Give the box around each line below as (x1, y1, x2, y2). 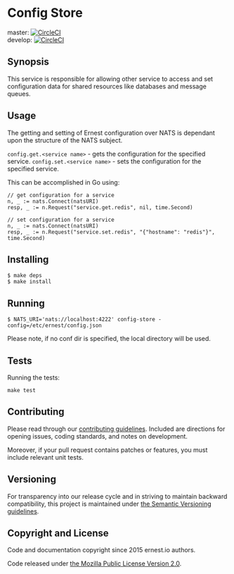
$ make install (7, 279, 52, 286)
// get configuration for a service (7, 192, 115, 199)
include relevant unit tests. (7, 453, 84, 461)
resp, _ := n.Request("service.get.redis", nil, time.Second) (7, 203, 193, 211)
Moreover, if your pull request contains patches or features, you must (7, 446, 208, 454)
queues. (7, 89, 31, 98)
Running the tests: (7, 373, 60, 382)
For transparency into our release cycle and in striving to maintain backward (7, 492, 228, 500)
